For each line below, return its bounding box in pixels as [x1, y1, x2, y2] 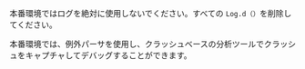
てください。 [9, 19, 57, 30]
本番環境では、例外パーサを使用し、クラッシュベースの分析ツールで [9, 39, 265, 49]
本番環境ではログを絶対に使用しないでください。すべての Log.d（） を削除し [9, 8, 292, 18]
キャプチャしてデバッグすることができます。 [25, 50, 193, 61]
